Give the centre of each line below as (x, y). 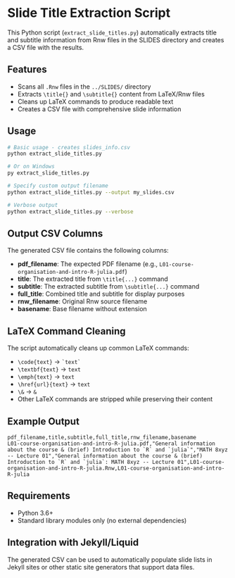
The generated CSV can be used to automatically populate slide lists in (110, 559)
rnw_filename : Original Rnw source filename (82, 301)
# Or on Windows (31, 167)
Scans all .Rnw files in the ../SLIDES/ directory (84, 87)
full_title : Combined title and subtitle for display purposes (101, 294)
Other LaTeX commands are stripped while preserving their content (115, 399)
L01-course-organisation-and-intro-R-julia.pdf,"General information (112, 444)
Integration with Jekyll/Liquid (73, 542)
